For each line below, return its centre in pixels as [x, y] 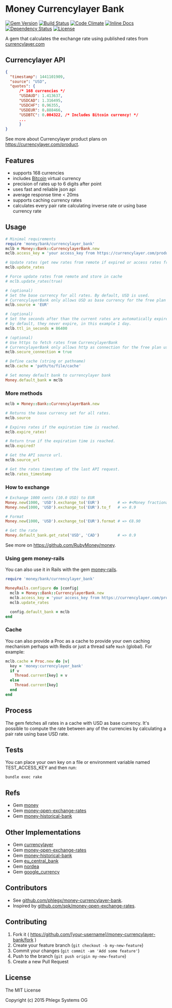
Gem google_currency [36, 872]
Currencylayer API [35, 60]
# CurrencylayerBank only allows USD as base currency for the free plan [86, 300]
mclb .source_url [23, 460]
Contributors [26, 888]
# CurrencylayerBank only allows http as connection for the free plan [83, 347]
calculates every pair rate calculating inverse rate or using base [80, 205]
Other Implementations [43, 832]
